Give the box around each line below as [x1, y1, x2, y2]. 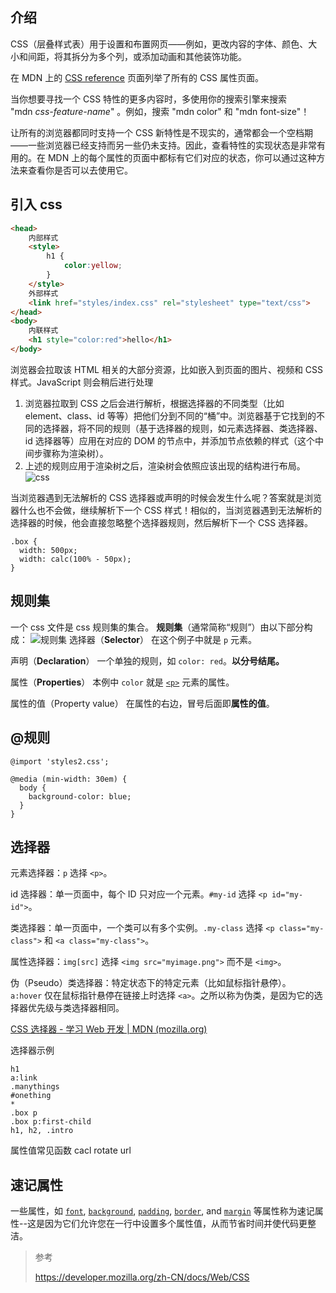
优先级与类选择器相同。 [27, 1002, 125, 1014]
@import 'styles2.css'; [10, 756, 110, 767]
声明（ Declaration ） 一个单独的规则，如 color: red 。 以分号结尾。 [10, 654, 285, 667]
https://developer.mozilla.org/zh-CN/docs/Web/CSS [34, 1271, 250, 1283]
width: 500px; [19, 545, 78, 555]
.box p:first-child [10, 1117, 92, 1127]
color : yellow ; [63, 261, 123, 271]
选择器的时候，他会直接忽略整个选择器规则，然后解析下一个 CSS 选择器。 [10, 516, 314, 528]
